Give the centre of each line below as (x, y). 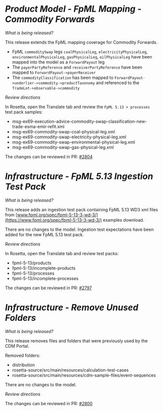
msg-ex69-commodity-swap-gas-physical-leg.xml (63, 147)
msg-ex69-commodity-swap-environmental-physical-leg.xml (73, 142)
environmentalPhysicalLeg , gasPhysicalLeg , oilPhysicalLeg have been (82, 56)
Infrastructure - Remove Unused (72, 308)
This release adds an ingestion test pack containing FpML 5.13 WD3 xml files (81, 209)
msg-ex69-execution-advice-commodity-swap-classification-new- (79, 121)
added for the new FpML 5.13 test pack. (44, 234)
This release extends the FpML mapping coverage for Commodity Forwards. (81, 42)
